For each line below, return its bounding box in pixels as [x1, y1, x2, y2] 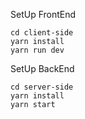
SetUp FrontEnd [10, 9, 77, 20]
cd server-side [10, 82, 74, 92]
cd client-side [10, 28, 74, 38]
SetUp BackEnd [10, 63, 75, 74]
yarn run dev [10, 45, 65, 55]
